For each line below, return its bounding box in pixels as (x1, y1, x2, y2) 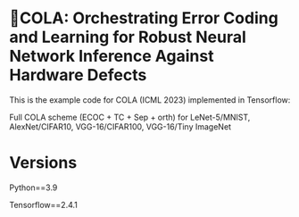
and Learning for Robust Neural (9, 27, 247, 47)
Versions (9, 153, 78, 173)
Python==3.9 (9, 182, 58, 193)
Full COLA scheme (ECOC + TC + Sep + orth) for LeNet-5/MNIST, (9, 112, 251, 122)
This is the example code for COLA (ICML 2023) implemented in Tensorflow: (9, 94, 291, 105)
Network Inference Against (9, 46, 214, 66)
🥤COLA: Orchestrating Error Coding (9, 8, 278, 29)
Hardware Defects (9, 65, 147, 86)
